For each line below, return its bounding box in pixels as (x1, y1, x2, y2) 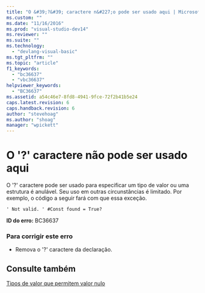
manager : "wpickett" (6, 122, 59, 129)
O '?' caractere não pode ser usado (6, 149, 188, 162)
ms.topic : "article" (6, 60, 59, 66)
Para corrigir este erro (6, 232, 73, 241)
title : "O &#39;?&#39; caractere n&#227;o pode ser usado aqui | (6, 9, 176, 15)
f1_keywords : (6, 65, 40, 72)
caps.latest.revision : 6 (6, 99, 70, 105)
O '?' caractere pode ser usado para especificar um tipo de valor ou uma (6, 182, 189, 189)
